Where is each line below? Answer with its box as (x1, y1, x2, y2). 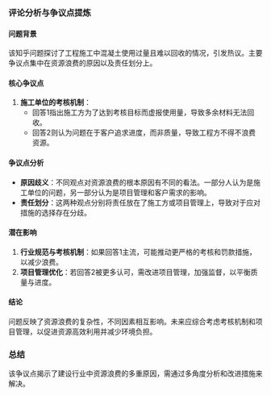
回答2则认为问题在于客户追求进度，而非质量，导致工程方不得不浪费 (31, 127, 256, 138)
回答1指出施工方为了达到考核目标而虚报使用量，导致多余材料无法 (31, 107, 248, 118)
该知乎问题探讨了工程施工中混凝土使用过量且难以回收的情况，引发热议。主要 (8, 48, 263, 58)
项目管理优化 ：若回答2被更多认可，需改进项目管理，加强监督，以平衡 (19, 267, 252, 277)
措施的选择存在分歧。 (19, 207, 91, 217)
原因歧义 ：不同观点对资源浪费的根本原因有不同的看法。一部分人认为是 (19, 177, 254, 187)
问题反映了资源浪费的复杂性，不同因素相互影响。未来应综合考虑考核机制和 (8, 316, 256, 326)
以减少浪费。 (19, 256, 63, 267)
